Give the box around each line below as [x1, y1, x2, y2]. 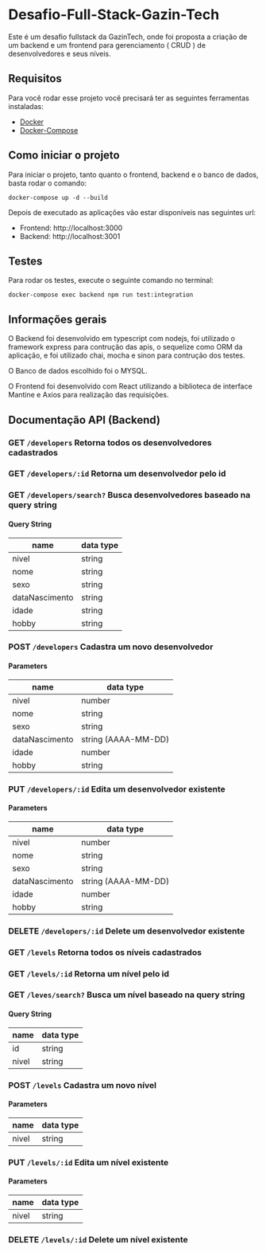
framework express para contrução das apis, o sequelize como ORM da [8, 342, 243, 352]
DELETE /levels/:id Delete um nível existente [8, 1234, 188, 1245]
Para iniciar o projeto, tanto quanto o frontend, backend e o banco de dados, [8, 170, 260, 179]
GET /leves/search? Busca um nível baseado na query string [8, 989, 245, 1000]
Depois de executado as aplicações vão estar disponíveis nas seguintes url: [8, 207, 256, 217]
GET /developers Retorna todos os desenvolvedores [8, 436, 212, 448]
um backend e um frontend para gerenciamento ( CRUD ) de [8, 40, 206, 49]
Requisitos [8, 72, 62, 85]
